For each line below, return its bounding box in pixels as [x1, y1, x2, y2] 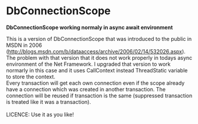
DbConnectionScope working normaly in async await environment [6, 24, 173, 31]
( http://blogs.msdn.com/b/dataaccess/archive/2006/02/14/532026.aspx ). [6, 47, 186, 55]
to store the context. [6, 73, 56, 80]
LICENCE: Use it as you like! [6, 111, 74, 118]
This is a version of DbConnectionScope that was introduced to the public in [6, 35, 192, 42]
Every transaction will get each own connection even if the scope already [6, 79, 185, 87]
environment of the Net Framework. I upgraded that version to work [6, 61, 171, 68]
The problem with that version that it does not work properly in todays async [6, 54, 193, 61]
